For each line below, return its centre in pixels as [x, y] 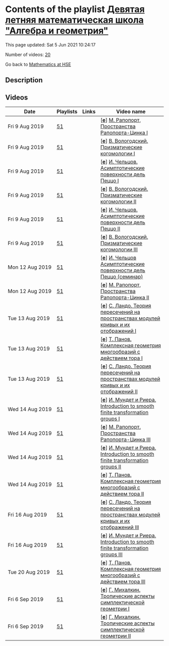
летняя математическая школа [75, 20]
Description [24, 80]
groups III [111, 555]
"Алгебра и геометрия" [57, 31]
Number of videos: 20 [28, 55]
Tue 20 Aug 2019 [29, 572]
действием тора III [123, 582]
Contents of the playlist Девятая [75, 9]
